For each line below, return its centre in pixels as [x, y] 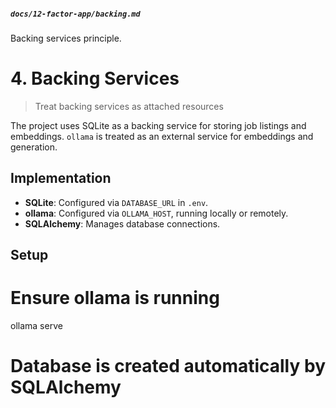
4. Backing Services [95, 78]
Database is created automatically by [168, 366]
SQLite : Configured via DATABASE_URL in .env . [116, 202]
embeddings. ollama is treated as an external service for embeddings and [162, 136]
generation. [34, 147]
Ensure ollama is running [115, 298]
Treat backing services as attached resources [129, 106]
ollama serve [36, 326]
